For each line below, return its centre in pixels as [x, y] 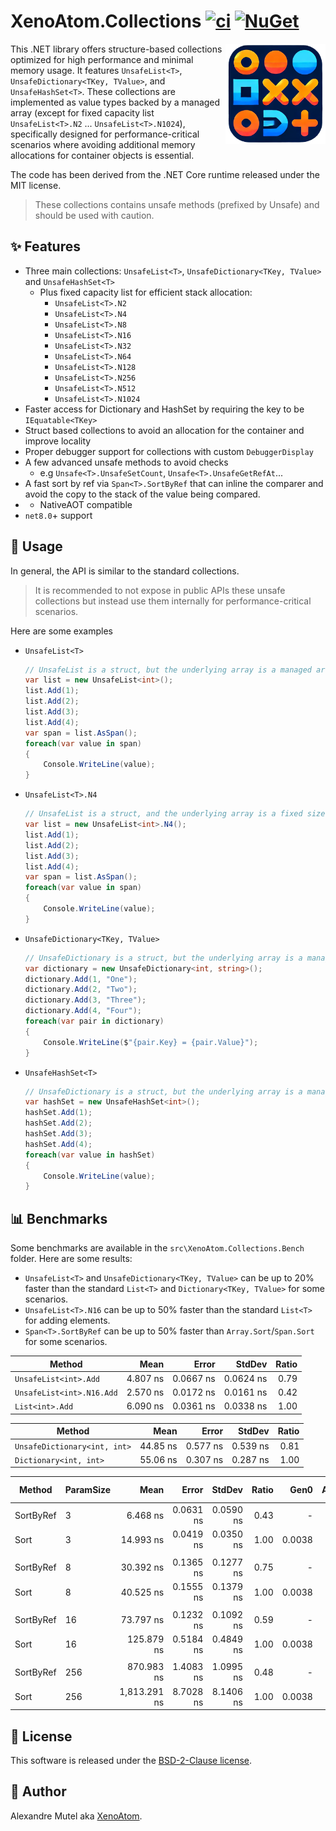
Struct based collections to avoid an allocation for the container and [164, 430]
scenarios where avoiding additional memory [103, 144]
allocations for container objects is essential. [102, 155]
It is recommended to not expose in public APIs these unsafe [160, 590]
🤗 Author [38, 1791]
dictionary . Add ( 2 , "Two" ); [81, 990]
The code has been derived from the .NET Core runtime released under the [165, 174]
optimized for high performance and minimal [102, 59]
